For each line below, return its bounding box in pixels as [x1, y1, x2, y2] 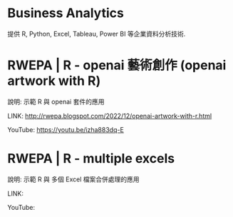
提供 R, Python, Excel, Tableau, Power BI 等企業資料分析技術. [7, 29, 186, 38]
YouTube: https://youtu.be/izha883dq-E [7, 125, 125, 133]
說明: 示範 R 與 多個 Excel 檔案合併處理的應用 [7, 175, 140, 183]
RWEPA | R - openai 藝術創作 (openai [7, 57, 227, 74]
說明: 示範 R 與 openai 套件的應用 [7, 97, 105, 106]
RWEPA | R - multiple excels [7, 151, 175, 167]
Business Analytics [7, 5, 125, 21]
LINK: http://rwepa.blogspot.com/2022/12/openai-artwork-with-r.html [7, 111, 212, 120]
